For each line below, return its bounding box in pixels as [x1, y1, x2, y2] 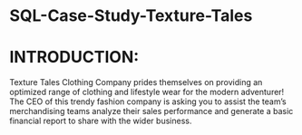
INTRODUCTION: [9, 47, 140, 68]
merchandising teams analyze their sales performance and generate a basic [9, 106, 294, 117]
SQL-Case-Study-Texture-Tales [9, 5, 253, 26]
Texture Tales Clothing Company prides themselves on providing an [9, 77, 263, 88]
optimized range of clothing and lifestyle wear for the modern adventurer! [9, 87, 285, 98]
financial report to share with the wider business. [9, 115, 192, 127]
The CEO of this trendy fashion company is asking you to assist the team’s [9, 96, 287, 107]
